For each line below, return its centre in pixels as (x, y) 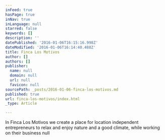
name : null (21, 71)
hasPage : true (20, 15)
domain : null (23, 76)
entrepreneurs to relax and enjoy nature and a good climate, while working (83, 128)
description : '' (22, 38)
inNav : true (18, 19)
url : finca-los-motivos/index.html (43, 99)
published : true (22, 94)
